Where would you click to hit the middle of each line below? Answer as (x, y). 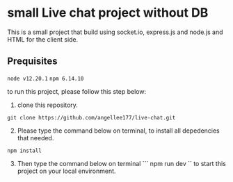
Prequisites (32, 61)
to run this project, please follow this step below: (77, 91)
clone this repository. (48, 105)
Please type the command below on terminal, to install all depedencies (119, 131)
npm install (24, 151)
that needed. (35, 138)
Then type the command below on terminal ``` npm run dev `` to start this (121, 163)
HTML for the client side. (43, 39)
